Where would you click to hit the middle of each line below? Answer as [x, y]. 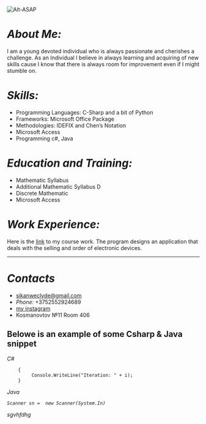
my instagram [33, 308]
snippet [22, 344]
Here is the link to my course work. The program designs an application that [102, 241]
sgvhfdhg [19, 414]
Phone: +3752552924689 [48, 302]
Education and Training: [70, 163]
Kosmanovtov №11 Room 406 [53, 315]
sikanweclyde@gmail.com [49, 295]
